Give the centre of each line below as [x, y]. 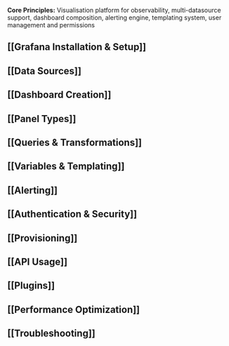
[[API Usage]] [38, 261]
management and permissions [51, 25]
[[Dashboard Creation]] [59, 95]
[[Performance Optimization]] [74, 309]
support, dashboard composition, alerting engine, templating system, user [115, 18]
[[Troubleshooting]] [52, 334]
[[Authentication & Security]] [72, 214]
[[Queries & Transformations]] [75, 142]
